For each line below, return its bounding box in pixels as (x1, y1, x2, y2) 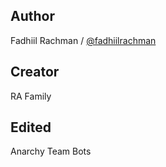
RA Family (10, 90, 52, 102)
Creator (10, 64, 60, 81)
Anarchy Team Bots (10, 145, 92, 158)
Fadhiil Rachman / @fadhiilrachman (10, 34, 157, 46)
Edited (10, 119, 52, 136)
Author (10, 8, 55, 25)
